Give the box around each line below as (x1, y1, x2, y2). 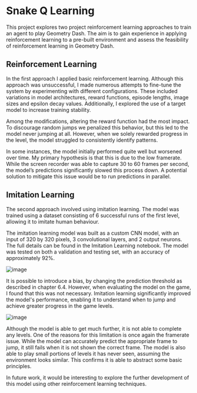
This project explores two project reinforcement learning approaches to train (6, 24, 192, 31)
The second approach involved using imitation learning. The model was (6, 205, 179, 212)
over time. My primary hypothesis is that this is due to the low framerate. (6, 154, 182, 161)
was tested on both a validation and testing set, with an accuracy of (6, 248, 170, 255)
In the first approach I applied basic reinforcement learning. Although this (6, 75, 183, 82)
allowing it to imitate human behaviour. (6, 218, 100, 225)
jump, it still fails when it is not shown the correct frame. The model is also (6, 344, 186, 351)
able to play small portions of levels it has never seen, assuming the (6, 350, 170, 357)
